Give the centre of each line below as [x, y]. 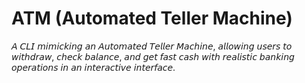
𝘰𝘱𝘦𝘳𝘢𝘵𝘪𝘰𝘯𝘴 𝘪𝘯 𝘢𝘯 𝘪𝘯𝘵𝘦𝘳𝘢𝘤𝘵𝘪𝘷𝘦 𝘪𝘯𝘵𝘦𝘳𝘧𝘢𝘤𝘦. [93, 67]
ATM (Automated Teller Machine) [152, 18]
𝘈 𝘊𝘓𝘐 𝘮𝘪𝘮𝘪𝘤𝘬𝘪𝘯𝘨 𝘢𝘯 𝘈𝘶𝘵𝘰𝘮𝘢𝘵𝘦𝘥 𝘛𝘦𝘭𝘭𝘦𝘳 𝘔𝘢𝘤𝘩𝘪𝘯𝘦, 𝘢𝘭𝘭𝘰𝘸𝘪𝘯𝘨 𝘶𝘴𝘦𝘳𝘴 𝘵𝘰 [152, 46]
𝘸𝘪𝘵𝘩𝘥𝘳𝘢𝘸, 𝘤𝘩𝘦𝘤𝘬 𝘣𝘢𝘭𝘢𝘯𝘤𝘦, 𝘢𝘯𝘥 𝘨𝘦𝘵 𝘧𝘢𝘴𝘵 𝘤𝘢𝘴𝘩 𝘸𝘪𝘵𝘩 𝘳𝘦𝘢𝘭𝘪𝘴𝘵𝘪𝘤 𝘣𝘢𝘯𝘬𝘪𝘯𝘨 [153, 56]
